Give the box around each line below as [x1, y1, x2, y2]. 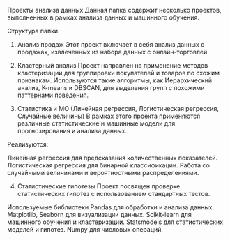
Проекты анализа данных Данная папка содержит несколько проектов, [7, 6, 222, 14]
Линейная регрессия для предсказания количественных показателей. [7, 153, 218, 162]
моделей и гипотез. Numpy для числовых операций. [7, 225, 164, 233]
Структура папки [7, 27, 59, 35]
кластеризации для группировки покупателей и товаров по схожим [17, 69, 220, 77]
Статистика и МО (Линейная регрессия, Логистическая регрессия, [17, 105, 220, 112]
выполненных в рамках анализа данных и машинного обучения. [7, 13, 200, 22]
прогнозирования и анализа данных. [17, 127, 128, 135]
